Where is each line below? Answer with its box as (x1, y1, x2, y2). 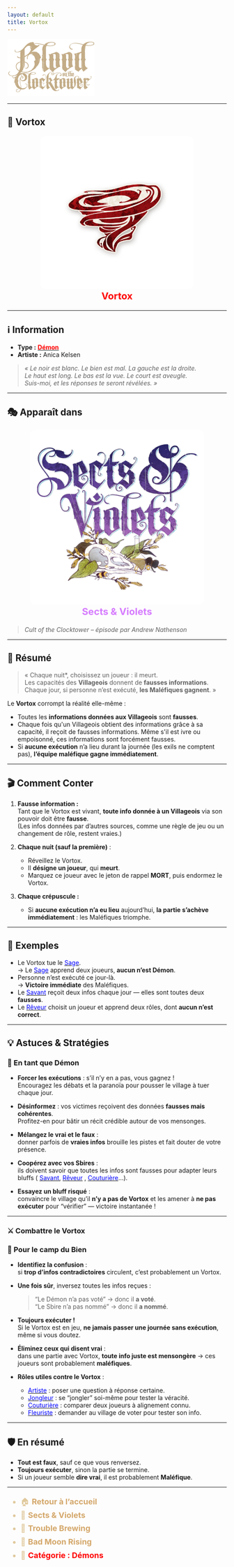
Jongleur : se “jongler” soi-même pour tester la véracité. (27, 1394, 190, 1402)
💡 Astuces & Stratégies (7, 1037, 109, 1049)
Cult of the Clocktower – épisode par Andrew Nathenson (24, 626, 187, 634)
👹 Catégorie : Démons (20, 1550, 104, 1560)
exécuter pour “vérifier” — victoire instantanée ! (17, 1202, 156, 1211)
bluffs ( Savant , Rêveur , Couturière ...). (17, 1174, 128, 1182)
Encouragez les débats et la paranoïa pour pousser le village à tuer (17, 1081, 210, 1089)
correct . (17, 1010, 42, 1019)
